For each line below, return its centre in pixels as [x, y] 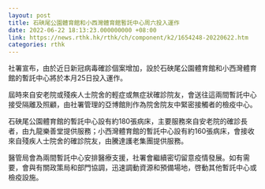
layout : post [30, 15]
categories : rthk [37, 45]
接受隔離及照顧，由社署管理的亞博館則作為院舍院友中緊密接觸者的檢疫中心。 [132, 105]
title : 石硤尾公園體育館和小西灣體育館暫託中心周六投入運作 [94, 23]
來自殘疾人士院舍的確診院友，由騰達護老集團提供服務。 [98, 141]
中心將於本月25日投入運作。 [81, 78]
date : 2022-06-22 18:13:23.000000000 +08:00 [82, 30]
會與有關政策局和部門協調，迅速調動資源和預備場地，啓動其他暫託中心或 [139, 168]
